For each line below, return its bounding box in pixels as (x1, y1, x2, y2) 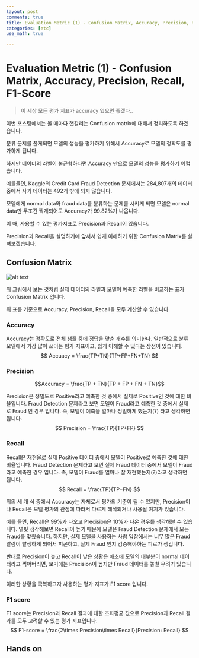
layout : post (6, 8, 38, 15)
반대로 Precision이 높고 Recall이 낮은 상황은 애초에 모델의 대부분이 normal (6, 553, 179, 560)
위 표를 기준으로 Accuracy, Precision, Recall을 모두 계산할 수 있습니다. (6, 305, 171, 312)
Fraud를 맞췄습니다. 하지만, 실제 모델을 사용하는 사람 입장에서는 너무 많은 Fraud (6, 533, 191, 540)
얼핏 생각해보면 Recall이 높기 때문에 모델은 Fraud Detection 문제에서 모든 (18, 525, 190, 532)
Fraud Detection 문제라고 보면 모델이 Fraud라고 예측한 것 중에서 (28, 400, 178, 407)
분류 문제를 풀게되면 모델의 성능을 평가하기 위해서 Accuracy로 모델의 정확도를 (6, 140, 186, 147)
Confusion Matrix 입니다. (6, 293, 66, 300)
